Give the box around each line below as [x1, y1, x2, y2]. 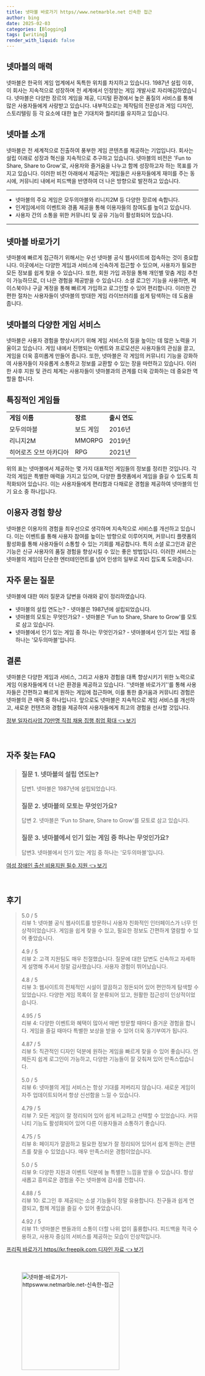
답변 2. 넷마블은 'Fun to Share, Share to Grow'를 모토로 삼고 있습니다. [21, 817, 190, 824]
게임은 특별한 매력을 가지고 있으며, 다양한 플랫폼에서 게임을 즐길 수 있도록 [17, 472, 192, 480]
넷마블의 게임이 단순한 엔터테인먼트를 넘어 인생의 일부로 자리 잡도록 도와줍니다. [6, 555, 194, 563]
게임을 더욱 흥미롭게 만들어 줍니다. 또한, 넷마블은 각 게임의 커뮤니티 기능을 [6, 352, 182, 360]
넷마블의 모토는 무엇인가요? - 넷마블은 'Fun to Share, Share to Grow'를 [15, 613, 186, 620]
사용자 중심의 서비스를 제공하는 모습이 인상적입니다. [39, 1232, 162, 1240]
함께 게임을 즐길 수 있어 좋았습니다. [39, 1204, 123, 1211]
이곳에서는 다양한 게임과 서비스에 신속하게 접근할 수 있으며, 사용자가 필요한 [19, 261, 197, 269]
